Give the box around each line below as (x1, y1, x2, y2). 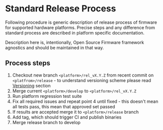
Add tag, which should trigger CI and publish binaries (12, 114, 122, 120)
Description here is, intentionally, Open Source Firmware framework (5, 39, 144, 45)
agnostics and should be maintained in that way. (5, 44, 104, 50)
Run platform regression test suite (12, 93, 82, 99)
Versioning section (12, 83, 51, 88)
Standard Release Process (5, 3, 116, 14)
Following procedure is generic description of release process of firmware (5, 19, 158, 25)
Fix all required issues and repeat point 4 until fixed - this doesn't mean (12, 98, 159, 104)
